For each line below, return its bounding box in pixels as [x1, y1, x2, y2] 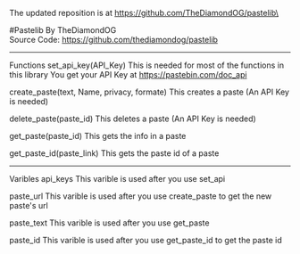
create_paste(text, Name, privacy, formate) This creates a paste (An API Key [9, 86, 290, 97]
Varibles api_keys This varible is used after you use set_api [9, 174, 226, 184]
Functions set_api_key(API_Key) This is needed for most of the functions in [9, 60, 284, 70]
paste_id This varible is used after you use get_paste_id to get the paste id [9, 235, 283, 245]
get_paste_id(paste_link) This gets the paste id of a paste [9, 148, 220, 159]
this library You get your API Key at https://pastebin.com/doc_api [9, 70, 247, 79]
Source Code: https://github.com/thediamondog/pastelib [9, 35, 219, 45]
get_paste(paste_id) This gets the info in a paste [9, 131, 187, 141]
